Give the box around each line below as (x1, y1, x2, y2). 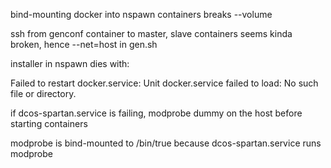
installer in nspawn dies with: (10, 58, 130, 69)
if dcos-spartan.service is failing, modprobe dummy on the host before (10, 107, 303, 119)
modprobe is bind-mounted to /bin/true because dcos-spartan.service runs (10, 137, 322, 149)
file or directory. (10, 88, 77, 99)
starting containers (10, 118, 88, 129)
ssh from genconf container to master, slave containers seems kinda (10, 28, 293, 39)
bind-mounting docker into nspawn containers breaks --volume (10, 9, 273, 20)
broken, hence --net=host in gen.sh (10, 39, 158, 50)
